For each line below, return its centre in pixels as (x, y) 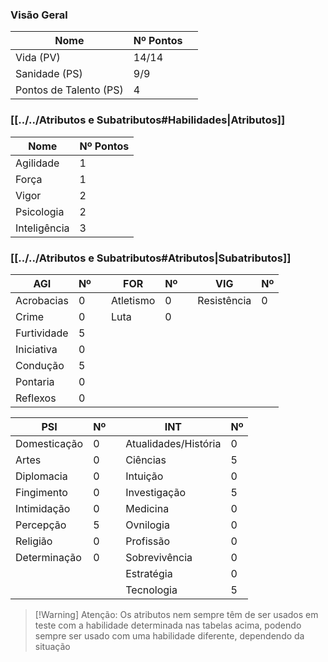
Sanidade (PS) (49, 74)
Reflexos (36, 398)
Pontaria (35, 381)
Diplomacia (41, 476)
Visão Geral (39, 15)
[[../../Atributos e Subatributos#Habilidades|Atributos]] (148, 120)
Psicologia (40, 211)
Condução (40, 365)
